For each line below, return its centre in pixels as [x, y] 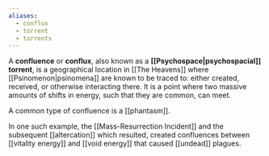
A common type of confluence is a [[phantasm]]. [90, 111]
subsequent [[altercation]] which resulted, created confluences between [129, 135]
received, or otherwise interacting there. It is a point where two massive [128, 87]
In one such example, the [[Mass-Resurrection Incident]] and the [116, 126]
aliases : [23, 16]
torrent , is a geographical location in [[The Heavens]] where [109, 70]
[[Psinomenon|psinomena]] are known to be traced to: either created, [124, 78]
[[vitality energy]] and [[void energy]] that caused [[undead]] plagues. [125, 144]
